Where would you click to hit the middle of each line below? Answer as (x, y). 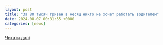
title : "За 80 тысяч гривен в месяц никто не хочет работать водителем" (82, 14)
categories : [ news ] (25, 23)
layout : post (19, 10)
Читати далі (18, 38)
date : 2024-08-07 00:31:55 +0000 (40, 19)
